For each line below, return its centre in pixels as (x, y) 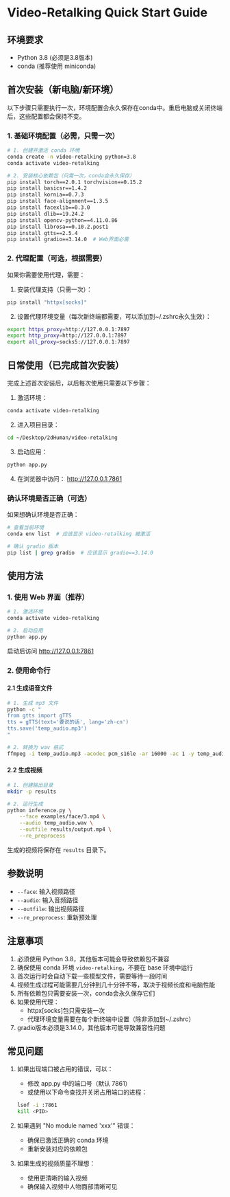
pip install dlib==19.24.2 (46, 214)
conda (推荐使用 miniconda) (56, 66)
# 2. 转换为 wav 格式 (35, 747)
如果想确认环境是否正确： (43, 514)
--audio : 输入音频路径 (48, 900)
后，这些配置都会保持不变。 (46, 116)
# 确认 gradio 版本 (33, 546)
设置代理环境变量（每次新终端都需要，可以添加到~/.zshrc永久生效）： (114, 316)
